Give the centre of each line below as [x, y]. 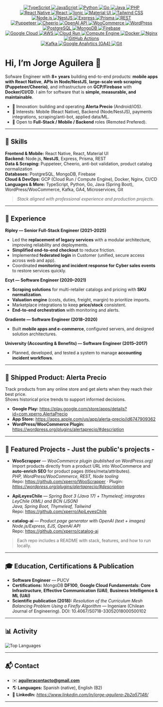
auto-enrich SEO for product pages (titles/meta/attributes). [71, 471]
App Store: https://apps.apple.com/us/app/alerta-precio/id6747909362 [84, 419]
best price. [16, 394]
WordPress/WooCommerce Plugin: [48, 424]
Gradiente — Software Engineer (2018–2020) [51, 319]
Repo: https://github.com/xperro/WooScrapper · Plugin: [67, 482]
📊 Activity [21, 632]
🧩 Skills [16, 142]
